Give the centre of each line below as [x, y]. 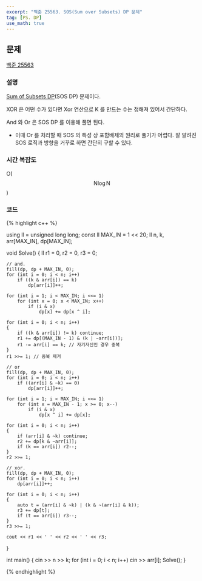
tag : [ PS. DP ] [24, 18]
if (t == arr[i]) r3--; [47, 516]
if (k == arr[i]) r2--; [47, 447]
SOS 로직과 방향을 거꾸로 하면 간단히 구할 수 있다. [74, 143]
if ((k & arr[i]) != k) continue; [61, 333]
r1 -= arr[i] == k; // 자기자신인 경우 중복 [69, 345]
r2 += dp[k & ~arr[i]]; [47, 442]
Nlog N [102, 183]
